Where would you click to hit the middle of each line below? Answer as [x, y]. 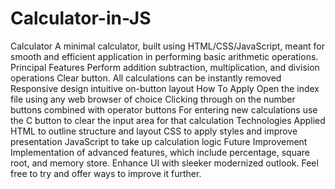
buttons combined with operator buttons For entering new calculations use [164, 109]
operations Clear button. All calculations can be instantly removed [146, 78]
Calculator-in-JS [81, 18]
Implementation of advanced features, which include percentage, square [160, 152]
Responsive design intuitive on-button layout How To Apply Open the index [165, 88]
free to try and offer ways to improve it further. [106, 173]
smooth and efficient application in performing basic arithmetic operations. [164, 56]
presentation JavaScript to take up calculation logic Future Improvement [159, 141]
